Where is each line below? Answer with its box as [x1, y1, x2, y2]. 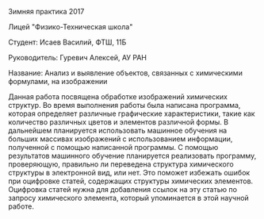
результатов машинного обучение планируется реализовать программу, [8, 151, 257, 160]
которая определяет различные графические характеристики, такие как [8, 109, 255, 118]
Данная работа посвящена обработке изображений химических [8, 92, 228, 102]
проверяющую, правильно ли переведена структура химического [8, 159, 234, 169]
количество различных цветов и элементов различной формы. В [8, 117, 228, 126]
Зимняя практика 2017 [8, 7, 85, 16]
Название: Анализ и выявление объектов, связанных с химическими [8, 68, 243, 78]
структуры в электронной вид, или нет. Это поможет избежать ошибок [8, 168, 251, 177]
